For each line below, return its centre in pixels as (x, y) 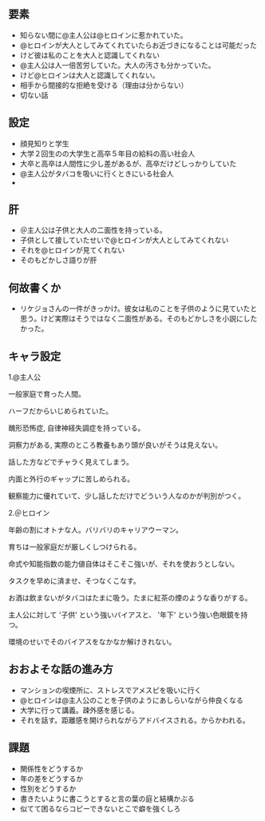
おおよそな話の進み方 (61, 670)
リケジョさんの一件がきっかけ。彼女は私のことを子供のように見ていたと (138, 309)
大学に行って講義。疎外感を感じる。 (79, 710)
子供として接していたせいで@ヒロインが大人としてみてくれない (124, 240)
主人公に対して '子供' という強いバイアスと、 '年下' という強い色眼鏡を (125, 615)
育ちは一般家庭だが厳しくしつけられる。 (75, 547)
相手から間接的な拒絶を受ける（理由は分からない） (104, 85)
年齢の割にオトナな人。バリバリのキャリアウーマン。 (96, 530)
